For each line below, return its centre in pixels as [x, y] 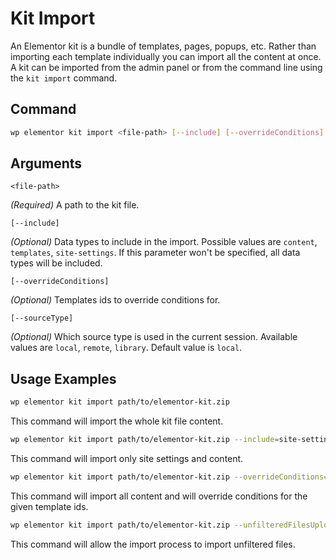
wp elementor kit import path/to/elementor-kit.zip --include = [145, 440]
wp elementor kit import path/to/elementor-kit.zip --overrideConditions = [169, 477]
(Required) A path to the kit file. [75, 205]
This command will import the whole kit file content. [117, 421]
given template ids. [49, 506]
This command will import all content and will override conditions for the [159, 496]
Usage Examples [63, 378]
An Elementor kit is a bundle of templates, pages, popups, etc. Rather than [163, 46]
